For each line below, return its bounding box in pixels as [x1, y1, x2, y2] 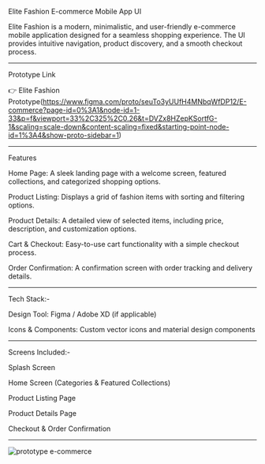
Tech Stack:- [8, 294, 50, 303]
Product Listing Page [8, 394, 77, 402]
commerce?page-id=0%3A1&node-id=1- [8, 106, 140, 114]
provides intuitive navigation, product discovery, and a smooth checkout [8, 39, 243, 48]
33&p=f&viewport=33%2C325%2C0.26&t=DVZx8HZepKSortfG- [8, 114, 218, 123]
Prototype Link [8, 70, 56, 79]
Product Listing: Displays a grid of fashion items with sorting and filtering [8, 193, 244, 201]
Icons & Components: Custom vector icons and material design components [8, 325, 256, 334]
